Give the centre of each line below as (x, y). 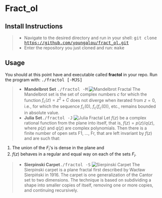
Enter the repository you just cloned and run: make (74, 48)
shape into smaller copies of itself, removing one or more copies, (89, 185)
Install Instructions (34, 26)
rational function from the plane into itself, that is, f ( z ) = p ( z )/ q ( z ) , (89, 123)
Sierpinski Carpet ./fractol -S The (82, 164)
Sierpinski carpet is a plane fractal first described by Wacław (85, 170)
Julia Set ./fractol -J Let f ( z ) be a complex (85, 118)
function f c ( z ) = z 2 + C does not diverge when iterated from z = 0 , (90, 100)
